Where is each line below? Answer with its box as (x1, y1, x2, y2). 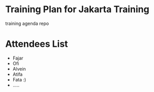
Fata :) (12, 76, 26, 82)
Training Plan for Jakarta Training (5, 4, 149, 15)
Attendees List (5, 38, 68, 50)
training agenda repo (5, 20, 49, 26)
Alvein (12, 66, 26, 72)
